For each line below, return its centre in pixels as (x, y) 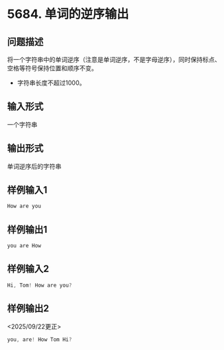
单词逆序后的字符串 (34, 166)
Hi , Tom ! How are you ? (40, 285)
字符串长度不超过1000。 (51, 83)
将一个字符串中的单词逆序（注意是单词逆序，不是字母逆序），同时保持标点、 (114, 60)
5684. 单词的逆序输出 (68, 14)
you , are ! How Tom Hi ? (40, 339)
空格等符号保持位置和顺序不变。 (52, 68)
